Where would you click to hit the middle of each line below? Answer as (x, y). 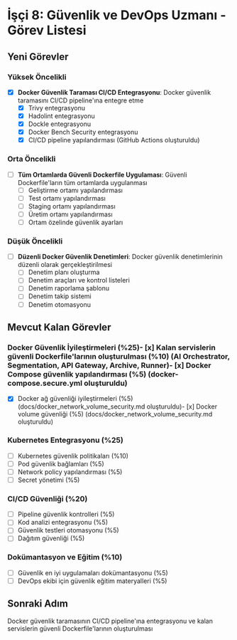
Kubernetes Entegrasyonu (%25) (66, 440)
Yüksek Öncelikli (37, 77)
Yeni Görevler (38, 57)
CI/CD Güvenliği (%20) (48, 498)
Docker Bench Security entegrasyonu (83, 132)
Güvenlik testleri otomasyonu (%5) (68, 530)
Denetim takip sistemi (60, 296)
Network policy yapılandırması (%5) (70, 472)
